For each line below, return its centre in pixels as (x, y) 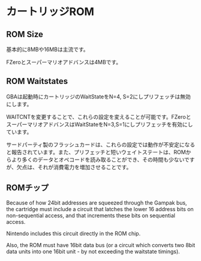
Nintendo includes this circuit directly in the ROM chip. (73, 233)
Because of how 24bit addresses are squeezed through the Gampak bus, (97, 202)
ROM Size (25, 34)
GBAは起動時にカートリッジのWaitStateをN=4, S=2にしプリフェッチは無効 (98, 97)
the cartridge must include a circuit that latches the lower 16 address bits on (100, 209)
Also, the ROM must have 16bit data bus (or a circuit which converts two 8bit (101, 245)
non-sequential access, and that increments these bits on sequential (91, 215)
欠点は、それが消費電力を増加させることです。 (74, 167)
